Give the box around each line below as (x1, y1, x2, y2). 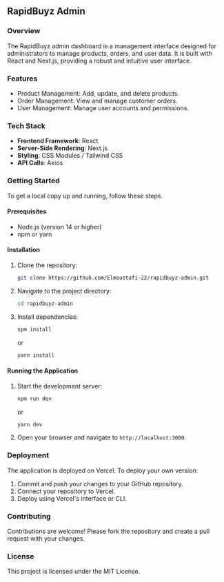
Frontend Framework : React (17, 137, 99, 145)
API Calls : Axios (17, 158, 63, 167)
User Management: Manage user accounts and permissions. (17, 103, 190, 112)
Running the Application (7, 366, 78, 375)
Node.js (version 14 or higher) (17, 222, 102, 231)
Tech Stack (7, 121, 46, 130)
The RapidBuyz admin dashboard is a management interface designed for (7, 41, 217, 50)
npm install (17, 326, 52, 333)
